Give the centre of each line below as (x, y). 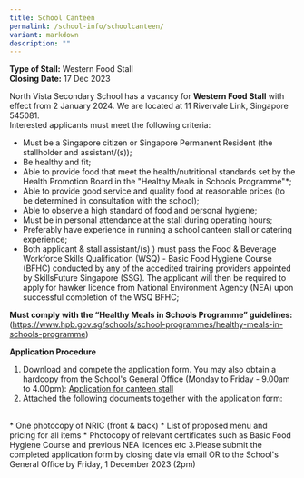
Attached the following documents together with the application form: (152, 398)
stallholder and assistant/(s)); (77, 153)
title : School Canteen (52, 18)
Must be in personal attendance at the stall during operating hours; (147, 220)
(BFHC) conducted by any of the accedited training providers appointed (157, 268)
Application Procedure (53, 352)
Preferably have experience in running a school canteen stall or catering (157, 230)
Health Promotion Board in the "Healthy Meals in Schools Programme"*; (157, 182)
